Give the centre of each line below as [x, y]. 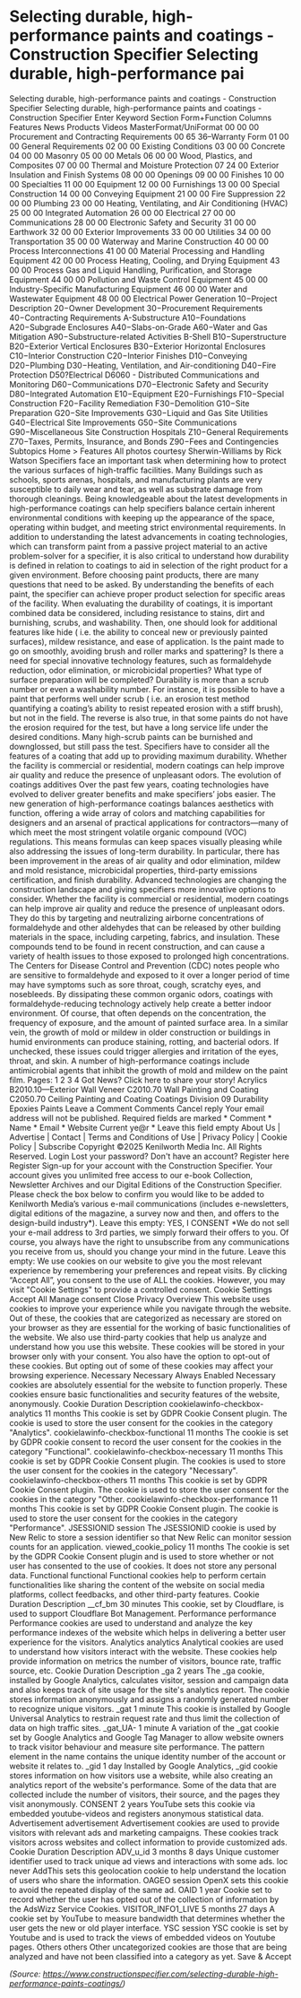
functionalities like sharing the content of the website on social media [137, 1585]
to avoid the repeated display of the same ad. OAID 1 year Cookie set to [141, 1889]
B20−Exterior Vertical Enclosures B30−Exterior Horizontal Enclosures [138, 346]
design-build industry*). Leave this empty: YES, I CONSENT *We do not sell [149, 1222]
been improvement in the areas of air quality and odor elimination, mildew [145, 860]
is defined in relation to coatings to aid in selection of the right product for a [149, 565]
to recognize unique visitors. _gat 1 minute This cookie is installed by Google [150, 1708]
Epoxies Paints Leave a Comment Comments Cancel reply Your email [137, 1108]
